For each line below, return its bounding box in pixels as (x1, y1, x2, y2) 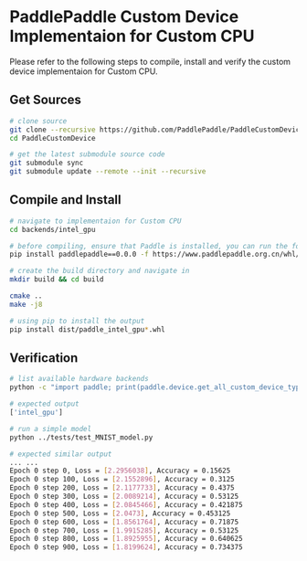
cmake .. (9, 291, 43, 301)
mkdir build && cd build (9, 275, 104, 284)
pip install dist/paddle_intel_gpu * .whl (9, 324, 166, 334)
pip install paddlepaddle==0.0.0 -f (9, 249, 149, 259)
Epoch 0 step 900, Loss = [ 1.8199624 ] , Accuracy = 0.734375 (9, 543, 244, 552)
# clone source (9, 116, 68, 125)
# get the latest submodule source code (9, 150, 166, 159)
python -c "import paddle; (9, 383, 112, 392)
